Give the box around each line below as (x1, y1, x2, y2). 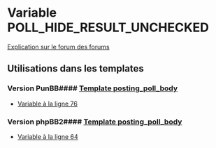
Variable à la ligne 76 (17, 99, 78, 108)
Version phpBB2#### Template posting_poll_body (7, 117, 182, 126)
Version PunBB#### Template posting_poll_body (7, 83, 178, 93)
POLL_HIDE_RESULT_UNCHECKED (7, 19, 210, 35)
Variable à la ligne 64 (17, 132, 78, 140)
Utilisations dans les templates (7, 63, 145, 74)
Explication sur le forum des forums (7, 42, 110, 51)
